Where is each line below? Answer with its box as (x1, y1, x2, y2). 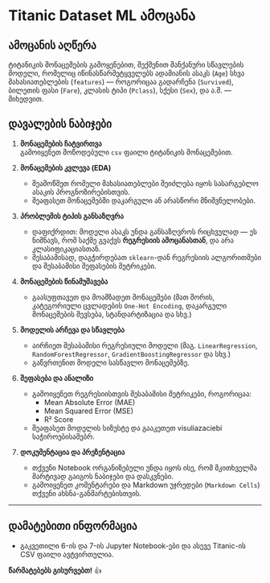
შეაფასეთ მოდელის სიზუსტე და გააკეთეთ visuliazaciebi (31, 423, 223, 432)
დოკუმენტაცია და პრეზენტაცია (19, 447, 125, 457)
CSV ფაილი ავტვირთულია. (19, 549, 114, 559)
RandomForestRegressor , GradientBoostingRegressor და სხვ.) (31, 349, 231, 358)
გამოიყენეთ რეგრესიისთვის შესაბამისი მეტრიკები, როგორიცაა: (31, 389, 252, 399)
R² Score (43, 414, 74, 424)
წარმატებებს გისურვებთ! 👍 (8, 565, 102, 575)
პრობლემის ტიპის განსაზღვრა (19, 211, 125, 221)
